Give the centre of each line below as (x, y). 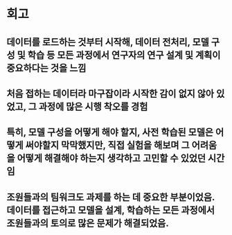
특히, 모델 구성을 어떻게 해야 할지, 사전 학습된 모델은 (110, 132)
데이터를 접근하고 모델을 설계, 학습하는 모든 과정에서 (111, 210)
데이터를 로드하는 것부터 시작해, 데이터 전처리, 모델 (108, 42)
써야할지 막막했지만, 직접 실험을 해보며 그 (107, 145)
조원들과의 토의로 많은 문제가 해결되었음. (88, 223)
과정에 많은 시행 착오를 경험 (93, 106)
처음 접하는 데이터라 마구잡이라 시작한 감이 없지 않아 (110, 93)
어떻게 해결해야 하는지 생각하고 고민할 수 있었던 (111, 158)
